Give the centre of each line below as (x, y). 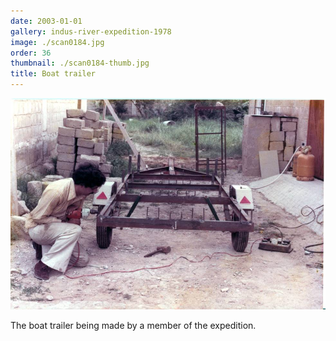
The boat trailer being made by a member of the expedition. (133, 325)
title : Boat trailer (53, 74)
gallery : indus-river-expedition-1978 (91, 31)
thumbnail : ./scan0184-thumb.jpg (80, 63)
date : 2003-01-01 (46, 21)
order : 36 (31, 53)
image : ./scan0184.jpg (57, 42)
